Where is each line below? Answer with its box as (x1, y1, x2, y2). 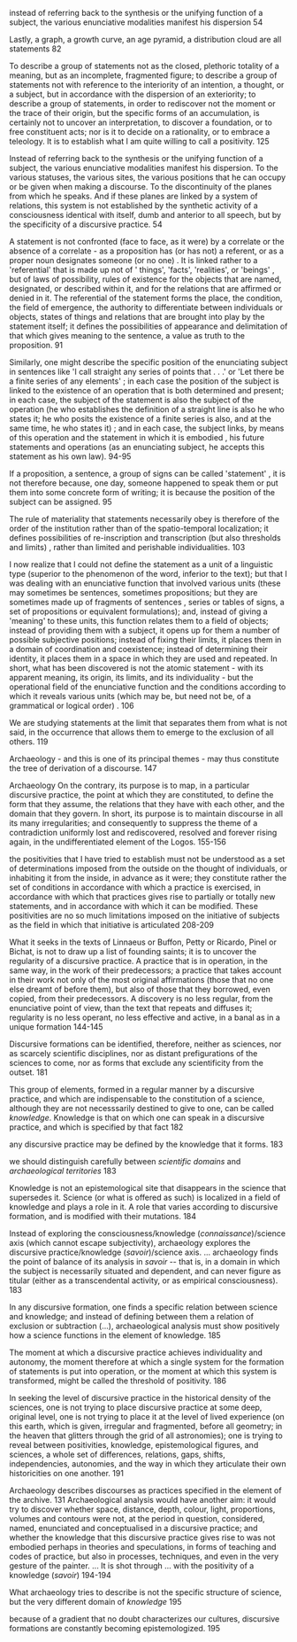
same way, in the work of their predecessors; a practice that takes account (9, 965, 282, 976)
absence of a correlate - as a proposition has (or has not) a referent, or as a (9, 245, 285, 256)
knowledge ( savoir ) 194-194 (9, 1570, 112, 1580)
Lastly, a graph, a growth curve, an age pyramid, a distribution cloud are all (9, 35, 282, 44)
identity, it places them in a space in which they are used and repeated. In (9, 653, 278, 664)
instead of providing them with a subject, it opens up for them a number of (9, 625, 280, 635)
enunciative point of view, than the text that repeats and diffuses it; (9, 1003, 253, 1013)
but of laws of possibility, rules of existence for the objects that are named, (9, 274, 282, 284)
